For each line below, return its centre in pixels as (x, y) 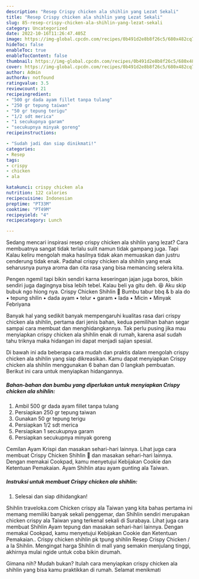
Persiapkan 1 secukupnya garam (54, 431)
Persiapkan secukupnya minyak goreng (63, 438)
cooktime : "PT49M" (29, 209)
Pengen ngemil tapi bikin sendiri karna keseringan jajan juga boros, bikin (94, 279)
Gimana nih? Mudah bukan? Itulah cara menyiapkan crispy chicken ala (92, 564)
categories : (21, 149)
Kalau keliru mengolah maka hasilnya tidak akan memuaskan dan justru (93, 255)
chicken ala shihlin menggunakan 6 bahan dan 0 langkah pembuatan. (91, 365)
